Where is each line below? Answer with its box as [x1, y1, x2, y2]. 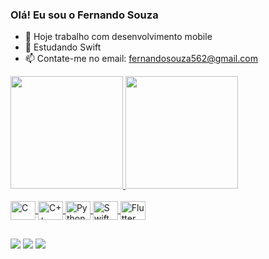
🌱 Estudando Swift [24, 41, 102, 53]
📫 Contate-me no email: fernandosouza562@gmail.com [24, 53, 258, 65]
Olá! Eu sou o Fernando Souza [10, 8, 159, 22]
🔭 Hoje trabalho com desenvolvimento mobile [24, 31, 213, 43]
